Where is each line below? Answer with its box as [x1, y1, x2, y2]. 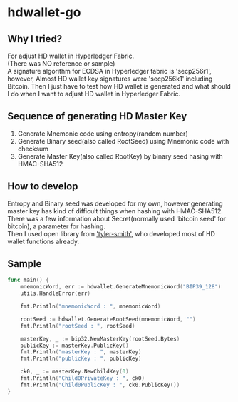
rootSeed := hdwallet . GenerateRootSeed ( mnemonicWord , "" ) [20, 316, 196, 323]
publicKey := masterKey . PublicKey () [20, 342, 130, 349]
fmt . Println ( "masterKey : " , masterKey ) [20, 348, 142, 356]
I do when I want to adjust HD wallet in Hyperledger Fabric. [7, 90, 180, 98]
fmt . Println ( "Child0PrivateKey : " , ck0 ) [20, 375, 145, 382]
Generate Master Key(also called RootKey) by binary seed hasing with [17, 151, 223, 161]
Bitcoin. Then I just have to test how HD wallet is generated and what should [7, 82, 232, 90]
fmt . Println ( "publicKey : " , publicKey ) [20, 355, 142, 363]
